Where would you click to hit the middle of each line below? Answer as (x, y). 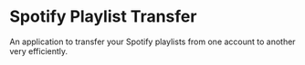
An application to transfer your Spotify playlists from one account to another (152, 42)
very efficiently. (39, 51)
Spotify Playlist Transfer (103, 17)
